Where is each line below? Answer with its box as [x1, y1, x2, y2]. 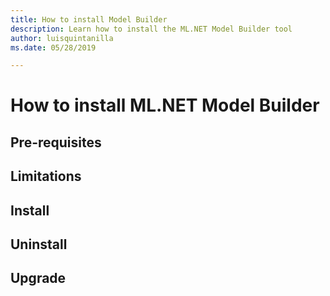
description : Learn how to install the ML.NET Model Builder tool [10, 24, 293, 34]
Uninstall [10, 236, 68, 253]
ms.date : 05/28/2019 [10, 42, 97, 53]
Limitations [10, 168, 82, 185]
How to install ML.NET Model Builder [10, 94, 320, 117]
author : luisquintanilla [10, 33, 114, 43]
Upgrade [10, 270, 67, 287]
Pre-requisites [10, 134, 102, 151]
